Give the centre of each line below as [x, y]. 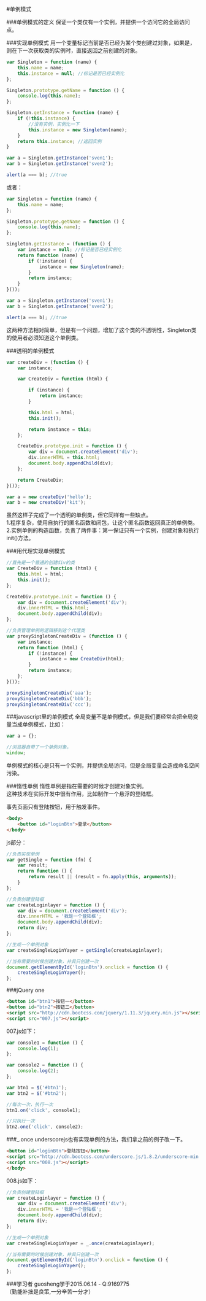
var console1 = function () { [45, 1043]
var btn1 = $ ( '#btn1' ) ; [37, 1087]
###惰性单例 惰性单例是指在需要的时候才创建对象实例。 [77, 786]
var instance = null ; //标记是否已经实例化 [70, 250]
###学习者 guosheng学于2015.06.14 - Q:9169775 [68, 1284]
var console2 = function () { [45, 1065]
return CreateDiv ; [41, 480]
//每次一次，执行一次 [30, 1104]
